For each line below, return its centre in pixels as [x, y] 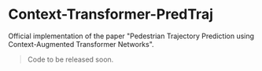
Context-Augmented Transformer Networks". [81, 44]
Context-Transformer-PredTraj [111, 14]
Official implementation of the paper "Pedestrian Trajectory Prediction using [131, 36]
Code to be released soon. [70, 59]
